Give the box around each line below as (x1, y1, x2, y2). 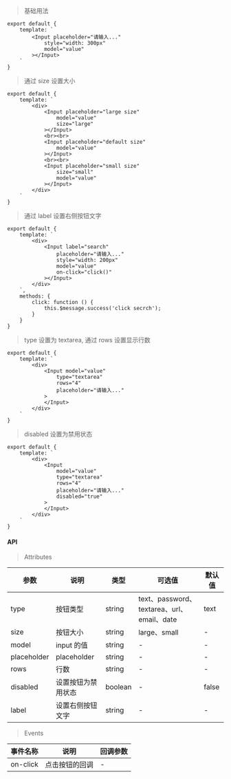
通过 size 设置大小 (23, 77, 76, 85)
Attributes (23, 553, 52, 561)
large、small (138, 628, 179, 637)
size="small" (56, 168, 94, 175)
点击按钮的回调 (45, 760, 94, 769)
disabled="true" (56, 493, 103, 500)
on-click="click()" (56, 269, 112, 276)
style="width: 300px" (43, 40, 107, 47)
